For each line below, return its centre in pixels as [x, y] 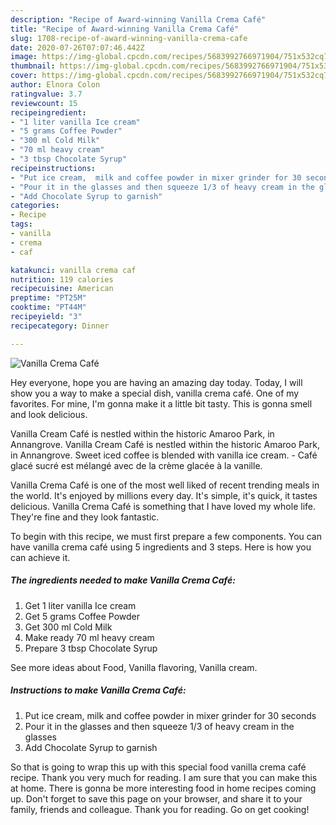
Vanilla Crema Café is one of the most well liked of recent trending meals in [165, 485]
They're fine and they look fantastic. [85, 517]
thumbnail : [33, 66]
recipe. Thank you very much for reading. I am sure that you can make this [164, 777]
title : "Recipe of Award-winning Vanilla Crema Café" [125, 29]
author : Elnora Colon [55, 85]
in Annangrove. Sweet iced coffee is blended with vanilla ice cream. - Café [164, 455]
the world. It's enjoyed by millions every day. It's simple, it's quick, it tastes [164, 495]
